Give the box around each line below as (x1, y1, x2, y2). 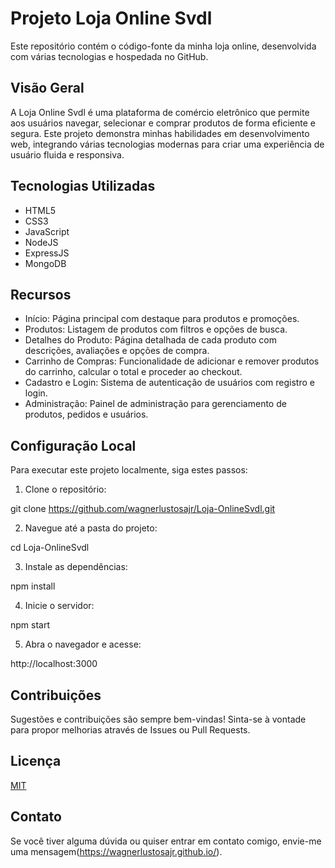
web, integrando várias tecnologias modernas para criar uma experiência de (10, 138, 325, 150)
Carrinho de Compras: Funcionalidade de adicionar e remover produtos (24, 355, 320, 367)
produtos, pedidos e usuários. (24, 408, 149, 421)
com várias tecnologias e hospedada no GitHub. (10, 50, 209, 62)
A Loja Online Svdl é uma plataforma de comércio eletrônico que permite (10, 106, 310, 118)
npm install (10, 580, 56, 592)
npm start (10, 619, 51, 631)
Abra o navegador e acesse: (24, 638, 142, 651)
